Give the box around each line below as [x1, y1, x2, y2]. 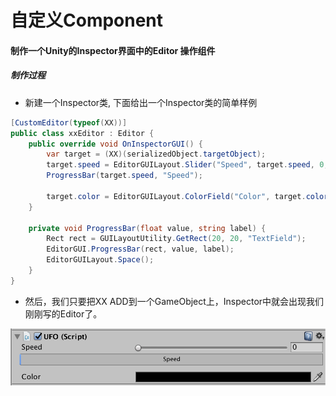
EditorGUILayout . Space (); [46, 255, 155, 265]
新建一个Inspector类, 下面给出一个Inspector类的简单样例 [24, 96, 258, 108]
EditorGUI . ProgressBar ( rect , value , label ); [46, 244, 235, 255]
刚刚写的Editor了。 [24, 307, 103, 320]
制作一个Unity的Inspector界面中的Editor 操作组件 [10, 44, 216, 56]
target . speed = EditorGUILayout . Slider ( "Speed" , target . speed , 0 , [46, 160, 329, 170]
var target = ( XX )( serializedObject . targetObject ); [46, 149, 267, 160]
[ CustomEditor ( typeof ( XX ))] [10, 117, 128, 128]
